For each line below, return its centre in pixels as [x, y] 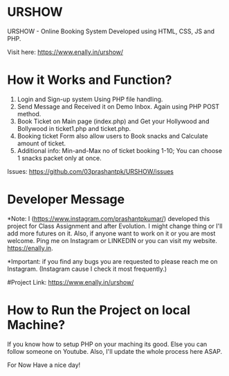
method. [29, 114]
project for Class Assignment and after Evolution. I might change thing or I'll [115, 226]
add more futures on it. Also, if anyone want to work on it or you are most [111, 233]
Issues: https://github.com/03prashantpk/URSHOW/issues [91, 171]
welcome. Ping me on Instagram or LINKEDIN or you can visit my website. [112, 240]
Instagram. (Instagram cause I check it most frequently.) [87, 269]
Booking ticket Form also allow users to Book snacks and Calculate [113, 136]
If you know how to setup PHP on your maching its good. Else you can [107, 344]
